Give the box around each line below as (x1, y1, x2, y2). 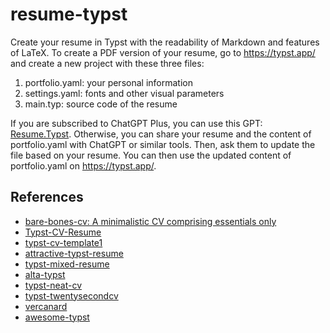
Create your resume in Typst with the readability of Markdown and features (10, 36, 320, 48)
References (10, 189, 84, 206)
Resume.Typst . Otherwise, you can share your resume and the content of (10, 128, 312, 140)
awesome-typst (24, 311, 90, 323)
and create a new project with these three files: (10, 57, 205, 69)
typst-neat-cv (24, 279, 82, 291)
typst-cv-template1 (24, 236, 103, 248)
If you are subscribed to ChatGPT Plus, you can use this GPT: (10, 117, 263, 129)
